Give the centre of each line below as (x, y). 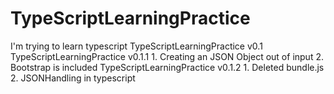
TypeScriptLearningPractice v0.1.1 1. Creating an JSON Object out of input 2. (167, 56)
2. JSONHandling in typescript (73, 78)
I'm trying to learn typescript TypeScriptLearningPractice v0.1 (136, 46)
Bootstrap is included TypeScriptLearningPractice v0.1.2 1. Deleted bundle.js (167, 67)
